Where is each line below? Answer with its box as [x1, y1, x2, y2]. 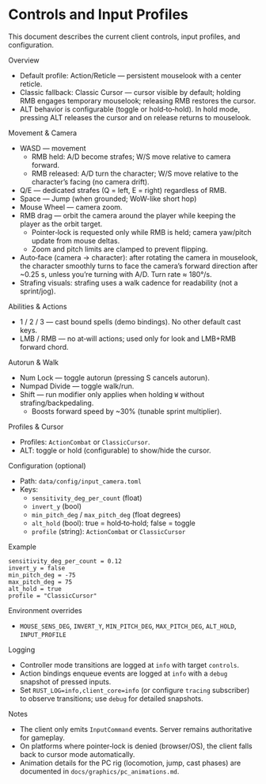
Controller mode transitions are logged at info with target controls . [19, 660, 240, 669]
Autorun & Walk [8, 358, 59, 367]
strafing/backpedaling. [19, 398, 94, 407]
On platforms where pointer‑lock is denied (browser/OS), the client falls [19, 741, 253, 751]
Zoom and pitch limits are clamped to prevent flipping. [31, 244, 208, 254]
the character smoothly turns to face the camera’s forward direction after [19, 261, 258, 271]
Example [8, 542, 37, 551]
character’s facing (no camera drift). [31, 176, 150, 187]
